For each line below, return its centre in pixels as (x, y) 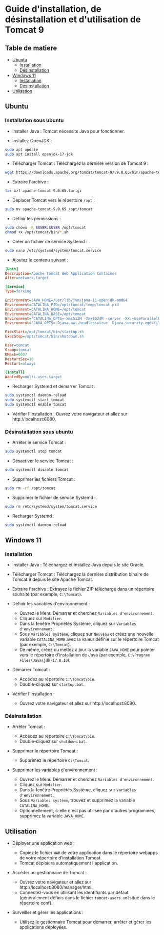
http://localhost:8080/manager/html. (56, 887)
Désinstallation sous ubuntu (39, 432)
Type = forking (18, 291)
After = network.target (27, 278)
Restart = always (20, 364)
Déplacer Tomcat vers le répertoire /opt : (53, 200)
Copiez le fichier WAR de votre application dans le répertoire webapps (88, 853)
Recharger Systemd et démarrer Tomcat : (54, 387)
